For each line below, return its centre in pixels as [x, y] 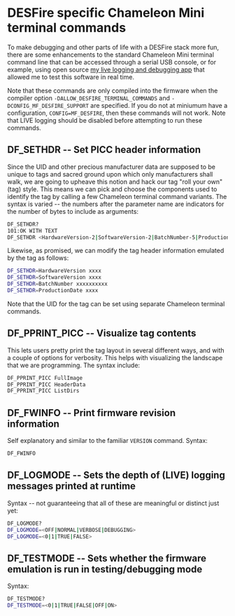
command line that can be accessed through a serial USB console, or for [112, 62]
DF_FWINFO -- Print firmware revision [92, 412]
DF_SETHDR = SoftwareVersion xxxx [54, 278]
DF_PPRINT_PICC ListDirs [43, 391]
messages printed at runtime [72, 486]
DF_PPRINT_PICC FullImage [45, 378]
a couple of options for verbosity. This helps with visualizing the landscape [115, 357]
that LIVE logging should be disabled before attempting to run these [105, 120]
